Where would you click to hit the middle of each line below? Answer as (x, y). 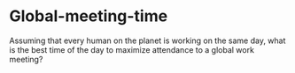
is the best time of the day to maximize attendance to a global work (132, 49)
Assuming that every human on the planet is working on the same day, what (147, 40)
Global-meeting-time (89, 16)
